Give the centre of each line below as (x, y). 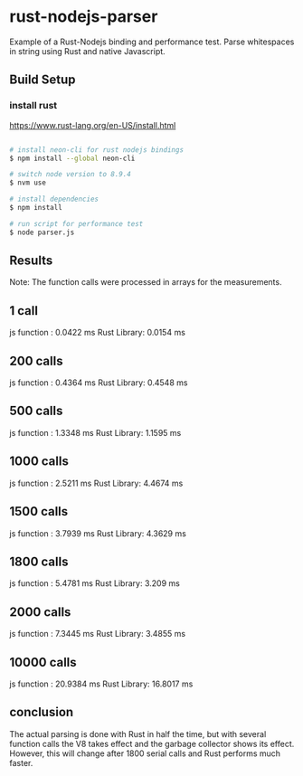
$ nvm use (28, 183)
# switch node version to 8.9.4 (70, 175)
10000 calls (43, 662)
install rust (33, 106)
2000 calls (40, 612)
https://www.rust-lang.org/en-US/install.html (93, 125)
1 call (24, 311)
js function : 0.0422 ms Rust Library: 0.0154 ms (97, 333)
